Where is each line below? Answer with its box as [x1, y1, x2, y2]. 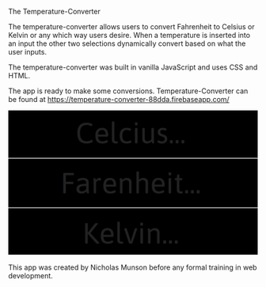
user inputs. [8, 47, 47, 56]
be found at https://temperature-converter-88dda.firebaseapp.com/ [8, 95, 230, 104]
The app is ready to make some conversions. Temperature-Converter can [8, 86, 249, 96]
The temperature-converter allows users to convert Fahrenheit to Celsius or [8, 22, 255, 31]
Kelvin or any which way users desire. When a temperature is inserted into [8, 31, 251, 40]
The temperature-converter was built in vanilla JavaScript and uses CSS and [8, 62, 258, 72]
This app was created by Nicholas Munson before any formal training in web [8, 262, 257, 272]
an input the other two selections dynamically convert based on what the [8, 39, 246, 48]
